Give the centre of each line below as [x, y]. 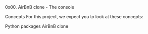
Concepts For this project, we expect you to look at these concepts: [74, 17]
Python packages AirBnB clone [37, 26]
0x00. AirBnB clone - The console [40, 7]
